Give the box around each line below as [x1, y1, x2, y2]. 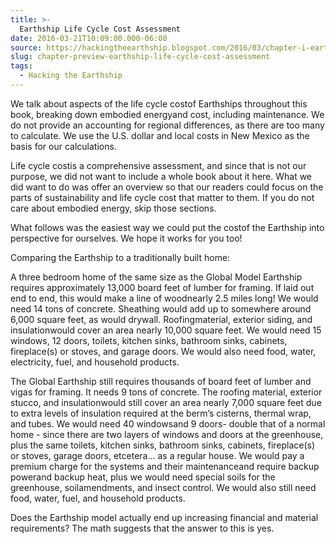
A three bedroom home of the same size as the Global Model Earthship [10, 271, 303, 283]
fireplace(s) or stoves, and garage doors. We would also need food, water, [10, 345, 317, 357]
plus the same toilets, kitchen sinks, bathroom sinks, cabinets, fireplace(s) [10, 439, 316, 451]
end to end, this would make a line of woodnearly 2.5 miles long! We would [10, 292, 319, 304]
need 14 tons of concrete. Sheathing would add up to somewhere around [10, 302, 312, 315]
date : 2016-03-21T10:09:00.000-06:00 [10, 33, 168, 43]
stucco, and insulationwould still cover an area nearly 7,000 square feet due [10, 396, 322, 408]
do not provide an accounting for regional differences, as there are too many [10, 119, 325, 131]
